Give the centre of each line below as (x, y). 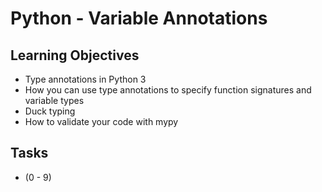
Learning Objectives (75, 55)
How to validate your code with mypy (101, 121)
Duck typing (50, 111)
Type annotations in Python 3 (85, 79)
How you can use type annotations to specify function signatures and (168, 90)
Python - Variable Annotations (139, 18)
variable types (54, 100)
